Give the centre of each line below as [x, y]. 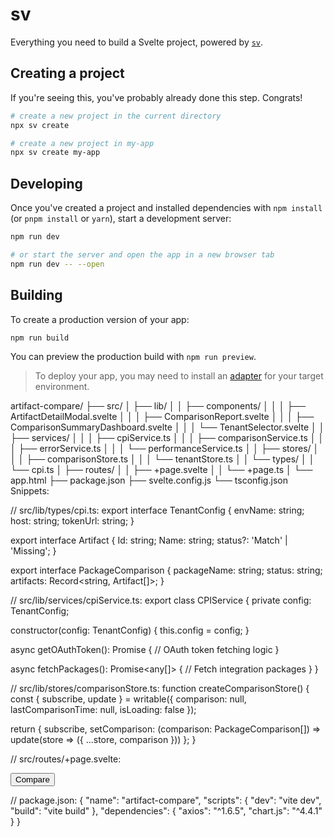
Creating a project [67, 73]
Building [36, 295]
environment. [62, 387]
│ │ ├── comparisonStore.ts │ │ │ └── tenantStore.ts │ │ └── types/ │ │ [162, 459]
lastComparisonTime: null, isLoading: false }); [103, 710]
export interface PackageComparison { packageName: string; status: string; [166, 570]
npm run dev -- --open [57, 264]
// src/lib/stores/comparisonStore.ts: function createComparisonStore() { [160, 689]
